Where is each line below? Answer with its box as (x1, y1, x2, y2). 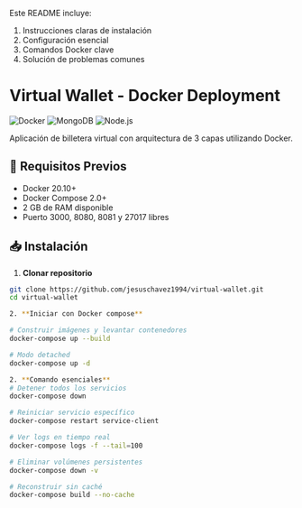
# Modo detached (9, 350, 70, 359)
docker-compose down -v (9, 466, 99, 475)
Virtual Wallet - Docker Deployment (9, 86, 281, 106)
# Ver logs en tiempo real (9, 433, 111, 442)
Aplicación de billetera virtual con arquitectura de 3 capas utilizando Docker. (9, 133, 293, 143)
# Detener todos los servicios (9, 383, 127, 393)
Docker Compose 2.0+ (22, 192, 107, 203)
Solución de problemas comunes (22, 54, 145, 64)
